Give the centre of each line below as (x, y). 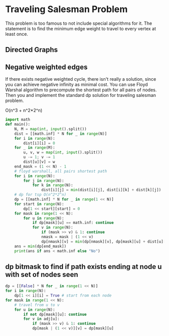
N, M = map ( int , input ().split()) (50, 129)
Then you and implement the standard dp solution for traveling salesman (81, 95)
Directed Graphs (32, 50)
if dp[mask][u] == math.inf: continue (73, 223)
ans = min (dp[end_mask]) (40, 246)
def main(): (18, 125)
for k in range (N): (52, 185)
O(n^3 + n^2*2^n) (24, 110)
